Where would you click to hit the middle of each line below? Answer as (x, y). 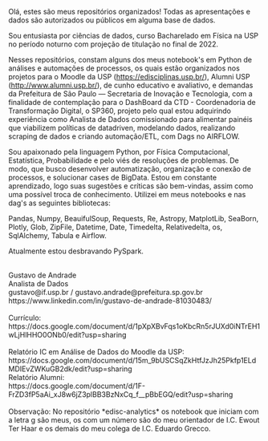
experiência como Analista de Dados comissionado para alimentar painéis (130, 119)
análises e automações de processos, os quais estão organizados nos (124, 68)
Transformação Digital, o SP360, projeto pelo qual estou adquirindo (120, 111)
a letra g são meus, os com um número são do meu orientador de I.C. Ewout (134, 420)
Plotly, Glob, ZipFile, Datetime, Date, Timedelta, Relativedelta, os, (116, 227)
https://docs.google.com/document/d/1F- (77, 386)
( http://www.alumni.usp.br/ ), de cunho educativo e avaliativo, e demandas (131, 85)
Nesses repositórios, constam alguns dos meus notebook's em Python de (130, 60)
